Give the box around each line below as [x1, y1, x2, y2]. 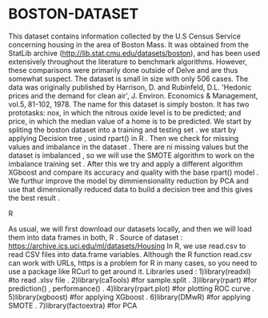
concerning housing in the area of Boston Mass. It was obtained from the [8, 39, 250, 49]
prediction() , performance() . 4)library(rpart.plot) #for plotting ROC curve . [8, 284, 254, 293]
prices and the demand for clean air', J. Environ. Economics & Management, [8, 91, 258, 100]
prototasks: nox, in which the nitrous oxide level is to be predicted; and [8, 107, 242, 117]
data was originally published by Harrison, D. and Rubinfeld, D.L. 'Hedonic [8, 82, 252, 92]
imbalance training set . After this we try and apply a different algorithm [8, 159, 243, 168]
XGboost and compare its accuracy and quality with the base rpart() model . [8, 167, 259, 177]
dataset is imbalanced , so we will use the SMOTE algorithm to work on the [8, 150, 254, 160]
